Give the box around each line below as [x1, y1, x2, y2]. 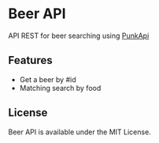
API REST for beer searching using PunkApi [8, 31, 150, 40]
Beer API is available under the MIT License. [8, 127, 151, 137]
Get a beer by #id [19, 74, 76, 84]
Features [8, 54, 53, 67]
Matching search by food [19, 83, 102, 92]
